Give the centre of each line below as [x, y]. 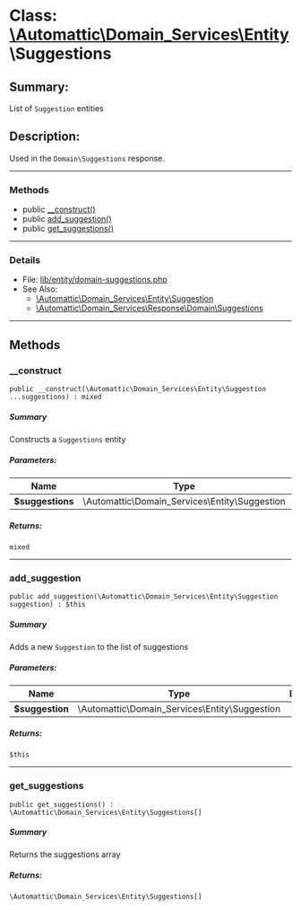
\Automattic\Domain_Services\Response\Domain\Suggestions [150, 308]
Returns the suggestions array [65, 854]
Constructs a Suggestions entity [68, 440]
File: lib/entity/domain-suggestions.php [95, 280]
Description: [45, 137]
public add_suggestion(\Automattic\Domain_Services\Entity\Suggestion [144, 597]
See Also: [40, 289]
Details [25, 260]
